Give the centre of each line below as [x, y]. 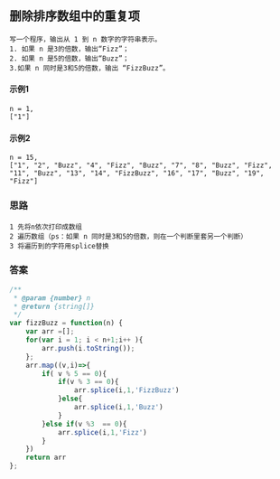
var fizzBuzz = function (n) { [66, 324]
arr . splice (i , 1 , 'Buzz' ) [119, 408]
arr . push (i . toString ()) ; [89, 348]
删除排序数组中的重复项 [75, 16]
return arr [46, 458]
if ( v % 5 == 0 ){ [74, 373]
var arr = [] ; [50, 332]
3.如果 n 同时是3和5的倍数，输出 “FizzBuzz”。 [89, 68]
